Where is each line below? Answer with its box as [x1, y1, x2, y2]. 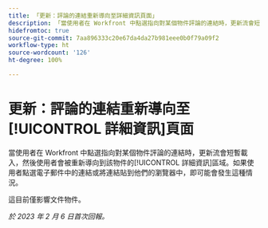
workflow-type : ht [8, 41, 69, 49]
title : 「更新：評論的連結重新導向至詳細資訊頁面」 [8, 11, 158, 20]
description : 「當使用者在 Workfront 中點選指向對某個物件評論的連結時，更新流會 [8, 19, 254, 27]
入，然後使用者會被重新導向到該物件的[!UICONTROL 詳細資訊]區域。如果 [8, 157, 247, 167]
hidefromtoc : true [8, 26, 69, 34]
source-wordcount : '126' [8, 49, 91, 57]
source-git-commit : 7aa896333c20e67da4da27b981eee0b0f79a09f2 [8, 33, 219, 42]
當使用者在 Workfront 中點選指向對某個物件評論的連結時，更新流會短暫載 [8, 147, 248, 157]
